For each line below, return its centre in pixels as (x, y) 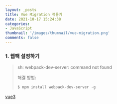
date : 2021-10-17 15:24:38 (33, 19)
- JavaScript (19, 28)
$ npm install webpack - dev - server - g (57, 87)
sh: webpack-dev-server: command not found (64, 67)
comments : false (22, 38)
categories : (17, 24)
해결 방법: (27, 77)
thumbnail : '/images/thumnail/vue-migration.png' (58, 33)
